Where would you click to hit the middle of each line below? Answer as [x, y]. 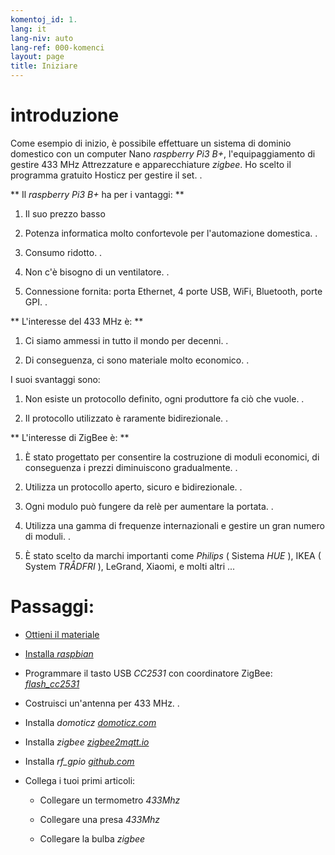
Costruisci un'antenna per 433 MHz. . [102, 703]
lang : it [28, 29]
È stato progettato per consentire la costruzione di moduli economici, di [172, 457]
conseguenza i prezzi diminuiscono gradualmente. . [131, 467]
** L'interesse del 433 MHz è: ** [77, 321]
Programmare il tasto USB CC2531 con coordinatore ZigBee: [148, 673]
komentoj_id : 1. [44, 19]
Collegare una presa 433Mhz [100, 819]
